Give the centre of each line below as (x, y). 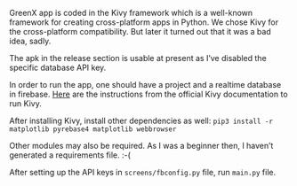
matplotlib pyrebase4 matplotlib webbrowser (93, 129)
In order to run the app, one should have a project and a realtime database (145, 85)
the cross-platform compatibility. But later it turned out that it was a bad (140, 31)
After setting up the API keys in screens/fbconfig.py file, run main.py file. (143, 172)
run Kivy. (25, 104)
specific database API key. (58, 67)
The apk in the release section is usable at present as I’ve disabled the (138, 58)
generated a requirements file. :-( (70, 155)
